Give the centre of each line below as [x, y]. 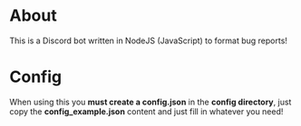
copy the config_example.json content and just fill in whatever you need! [146, 111]
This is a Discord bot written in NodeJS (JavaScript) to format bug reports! [149, 40]
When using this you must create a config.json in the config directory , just [150, 102]
